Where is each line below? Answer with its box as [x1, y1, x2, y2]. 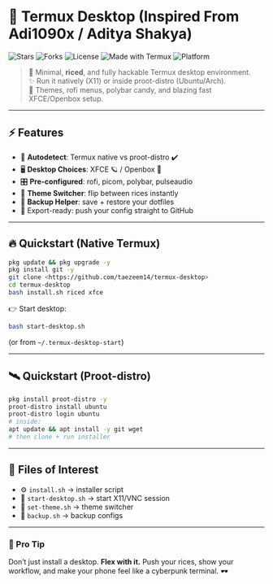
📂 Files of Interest [8, 463, 99, 477]
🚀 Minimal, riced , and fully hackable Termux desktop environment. [28, 67, 251, 76]
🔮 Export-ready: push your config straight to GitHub [19, 205, 193, 215]
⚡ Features [8, 126, 64, 140]
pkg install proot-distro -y [8, 394, 107, 403]
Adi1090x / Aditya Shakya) [8, 24, 193, 43]
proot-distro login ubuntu [8, 410, 100, 418]
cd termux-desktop [8, 281, 71, 290]
